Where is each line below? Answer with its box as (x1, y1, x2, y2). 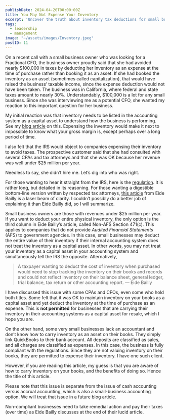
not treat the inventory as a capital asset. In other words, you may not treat (5, 243, 161, 249)
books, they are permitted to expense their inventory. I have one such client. (5, 352, 164, 359)
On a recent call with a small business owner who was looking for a (5, 54, 146, 60)
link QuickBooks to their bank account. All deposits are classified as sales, (5, 337, 160, 343)
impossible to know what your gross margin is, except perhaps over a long (5, 128, 160, 134)
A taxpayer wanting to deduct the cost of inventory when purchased (17, 263, 160, 269)
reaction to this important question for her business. (5, 102, 114, 109)
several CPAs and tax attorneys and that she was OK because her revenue (5, 154, 160, 160)
